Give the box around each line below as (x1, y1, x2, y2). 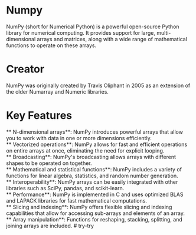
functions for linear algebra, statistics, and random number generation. (6, 172, 178, 179)
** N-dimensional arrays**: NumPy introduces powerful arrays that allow (6, 128, 183, 135)
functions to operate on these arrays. (6, 42, 96, 49)
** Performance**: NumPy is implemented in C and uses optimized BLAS (6, 191, 184, 198)
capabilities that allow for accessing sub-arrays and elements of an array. (6, 210, 185, 217)
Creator (6, 62, 45, 76)
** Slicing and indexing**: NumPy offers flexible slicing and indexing (6, 203, 172, 210)
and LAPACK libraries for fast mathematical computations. (6, 197, 148, 204)
